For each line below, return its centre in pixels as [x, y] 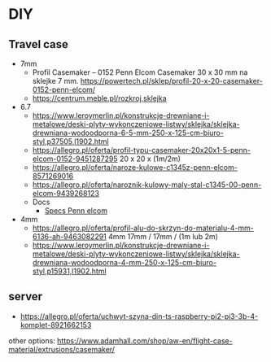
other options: [32, 340]
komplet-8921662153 [56, 325]
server [26, 297]
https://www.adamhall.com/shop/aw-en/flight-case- [145, 340]
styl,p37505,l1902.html [70, 142]
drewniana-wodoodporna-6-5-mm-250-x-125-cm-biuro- [128, 133]
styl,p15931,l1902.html [70, 271]
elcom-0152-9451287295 [75, 159]
